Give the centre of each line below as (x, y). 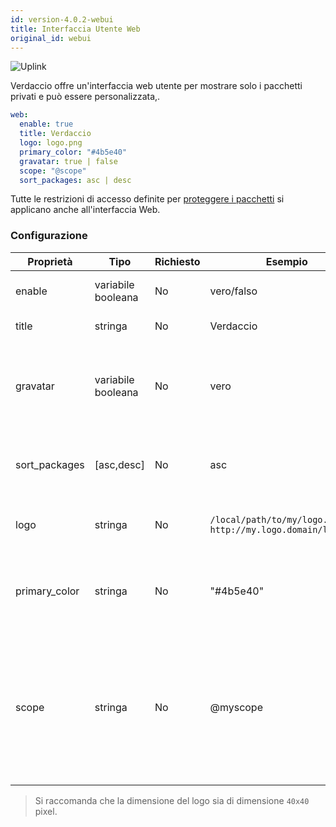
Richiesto (177, 261)
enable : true (46, 124)
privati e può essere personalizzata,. (85, 97)
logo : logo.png (51, 143)
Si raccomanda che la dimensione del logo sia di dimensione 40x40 (172, 800)
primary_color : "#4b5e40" (73, 152)
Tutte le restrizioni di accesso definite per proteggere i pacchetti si (147, 199)
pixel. (46, 811)
